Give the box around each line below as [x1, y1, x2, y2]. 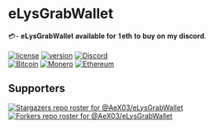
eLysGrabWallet [8, 5, 114, 23]
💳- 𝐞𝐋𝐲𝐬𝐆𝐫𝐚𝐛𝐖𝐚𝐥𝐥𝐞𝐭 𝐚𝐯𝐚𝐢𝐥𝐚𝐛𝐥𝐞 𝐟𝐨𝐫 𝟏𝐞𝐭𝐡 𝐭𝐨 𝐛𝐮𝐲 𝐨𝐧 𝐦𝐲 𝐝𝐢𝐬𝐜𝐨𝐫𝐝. [8, 31, 207, 40]
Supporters [8, 82, 65, 95]
